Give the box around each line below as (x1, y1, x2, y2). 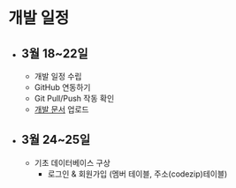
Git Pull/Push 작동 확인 (34, 94, 115, 103)
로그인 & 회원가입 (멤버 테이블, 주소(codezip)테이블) (47, 169, 228, 179)
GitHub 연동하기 (34, 82, 91, 93)
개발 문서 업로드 (34, 104, 89, 115)
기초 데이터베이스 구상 (34, 157, 111, 168)
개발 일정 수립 (34, 71, 82, 81)
